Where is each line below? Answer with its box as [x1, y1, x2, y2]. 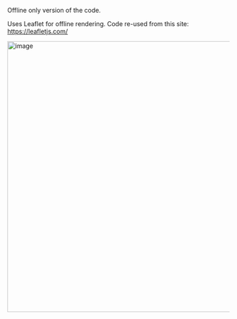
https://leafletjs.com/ [7, 28, 68, 35]
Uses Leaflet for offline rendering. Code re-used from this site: [7, 20, 189, 28]
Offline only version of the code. [7, 6, 101, 14]
